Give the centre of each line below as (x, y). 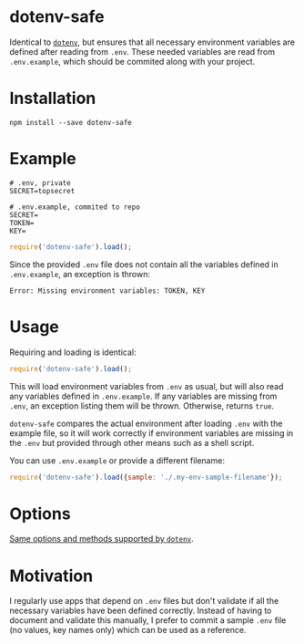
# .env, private (40, 183)
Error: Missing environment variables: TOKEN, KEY (107, 291)
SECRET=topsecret (42, 191)
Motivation (51, 576)
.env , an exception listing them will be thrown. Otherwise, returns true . (142, 405)
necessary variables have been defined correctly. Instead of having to (141, 611)
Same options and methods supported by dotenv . (101, 539)
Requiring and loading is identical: (73, 352)
